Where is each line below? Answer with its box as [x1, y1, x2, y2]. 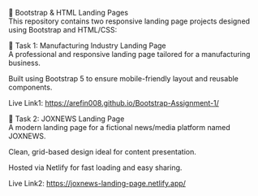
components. [8, 82, 53, 92]
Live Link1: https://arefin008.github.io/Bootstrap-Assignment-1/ [8, 98, 219, 107]
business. [8, 58, 41, 68]
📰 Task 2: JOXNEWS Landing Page [8, 114, 125, 124]
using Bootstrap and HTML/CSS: [8, 25, 118, 34]
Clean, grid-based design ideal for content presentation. [8, 147, 197, 156]
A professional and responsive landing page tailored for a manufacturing [8, 50, 251, 59]
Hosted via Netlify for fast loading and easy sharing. [8, 163, 183, 172]
